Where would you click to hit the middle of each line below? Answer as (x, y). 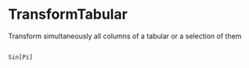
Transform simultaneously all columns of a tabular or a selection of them (125, 36)
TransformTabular (68, 14)
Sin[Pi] (21, 57)
